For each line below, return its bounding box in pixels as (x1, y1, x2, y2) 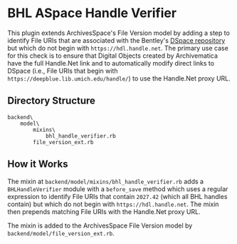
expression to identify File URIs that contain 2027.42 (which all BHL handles (7, 192, 228, 200)
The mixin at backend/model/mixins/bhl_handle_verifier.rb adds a (7, 177, 204, 185)
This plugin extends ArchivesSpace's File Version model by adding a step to (7, 29, 230, 37)
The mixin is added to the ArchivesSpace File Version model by (7, 221, 193, 230)
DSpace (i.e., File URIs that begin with (7, 66, 118, 75)
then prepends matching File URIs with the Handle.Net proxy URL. (7, 207, 201, 215)
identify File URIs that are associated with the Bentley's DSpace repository (7, 36, 226, 44)
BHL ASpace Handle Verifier (7, 5, 177, 21)
